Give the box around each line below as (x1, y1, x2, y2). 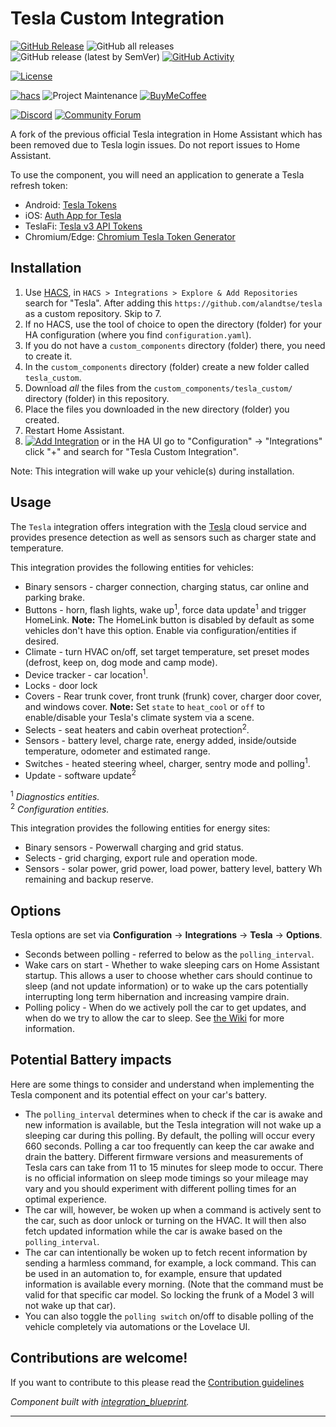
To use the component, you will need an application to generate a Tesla (10, 168, 305, 181)
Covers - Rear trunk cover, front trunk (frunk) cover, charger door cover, (24, 690, 322, 702)
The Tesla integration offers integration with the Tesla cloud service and (10, 520, 307, 532)
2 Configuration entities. (10, 801, 110, 815)
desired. (24, 635, 60, 647)
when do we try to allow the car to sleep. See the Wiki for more (24, 1012, 285, 1024)
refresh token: (10, 179, 68, 191)
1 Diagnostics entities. (10, 788, 100, 802)
